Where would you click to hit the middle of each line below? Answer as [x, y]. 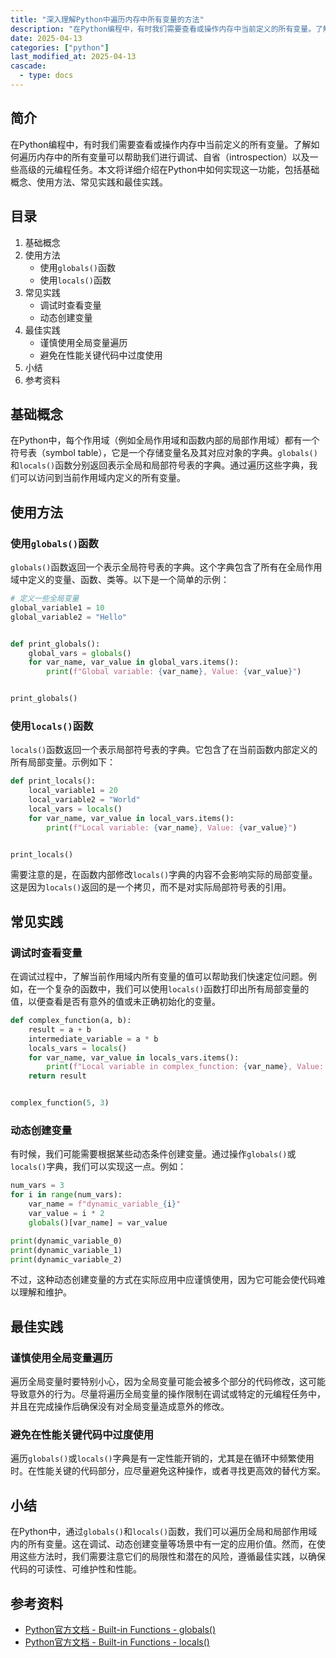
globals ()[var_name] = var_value [98, 1222]
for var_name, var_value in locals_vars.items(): [134, 1057]
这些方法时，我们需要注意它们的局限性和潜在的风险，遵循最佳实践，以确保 [172, 1557]
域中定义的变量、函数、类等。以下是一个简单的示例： [120, 579]
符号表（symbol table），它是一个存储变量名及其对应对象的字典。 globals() [164, 453]
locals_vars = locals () [78, 1048]
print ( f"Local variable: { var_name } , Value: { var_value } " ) [172, 827]
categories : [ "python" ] [60, 47]
